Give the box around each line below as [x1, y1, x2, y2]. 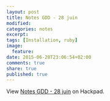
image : [6, 43, 23, 49]
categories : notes [6, 26, 53, 32]
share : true [6, 65, 37, 72]
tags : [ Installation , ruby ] [6, 37, 78, 43]
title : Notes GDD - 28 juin [6, 15, 78, 21]
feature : [12, 49, 34, 55]
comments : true [6, 60, 45, 66]
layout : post [6, 9, 40, 15]
